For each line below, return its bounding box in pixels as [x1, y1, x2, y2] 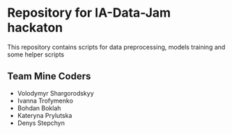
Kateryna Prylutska [17, 111, 72, 119]
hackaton [7, 20, 63, 36]
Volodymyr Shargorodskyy [17, 89, 94, 97]
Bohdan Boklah [17, 103, 61, 112]
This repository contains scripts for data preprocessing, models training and [7, 43, 226, 51]
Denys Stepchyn [17, 119, 65, 127]
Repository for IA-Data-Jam [7, 5, 171, 21]
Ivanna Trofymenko [17, 96, 73, 105]
